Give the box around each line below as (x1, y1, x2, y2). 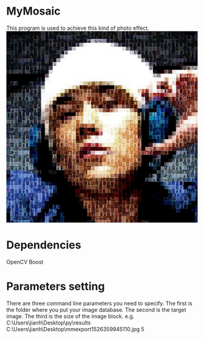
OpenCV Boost (6, 258, 44, 265)
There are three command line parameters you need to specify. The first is (6, 300, 192, 307)
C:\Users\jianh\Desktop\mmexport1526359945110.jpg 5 (6, 325, 144, 332)
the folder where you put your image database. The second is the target (6, 306, 186, 313)
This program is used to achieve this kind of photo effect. (6, 24, 150, 32)
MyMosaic (6, 4, 61, 18)
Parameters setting (6, 279, 105, 293)
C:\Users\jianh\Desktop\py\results (6, 319, 91, 326)
